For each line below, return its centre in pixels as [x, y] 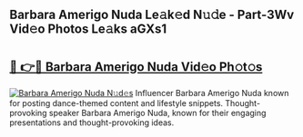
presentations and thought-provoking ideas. [92, 122]
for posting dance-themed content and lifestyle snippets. [116, 103]
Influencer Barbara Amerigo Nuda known [212, 93]
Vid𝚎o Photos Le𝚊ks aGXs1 [88, 29]
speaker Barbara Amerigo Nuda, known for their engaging [157, 113]
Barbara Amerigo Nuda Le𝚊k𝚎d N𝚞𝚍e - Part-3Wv [152, 15]
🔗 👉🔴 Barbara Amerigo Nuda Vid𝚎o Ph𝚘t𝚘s [136, 67]
